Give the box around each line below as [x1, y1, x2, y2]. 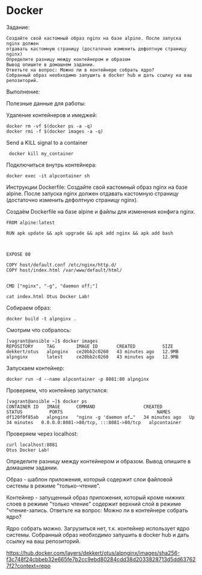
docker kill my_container [8, 150, 74, 157]
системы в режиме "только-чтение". [6, 482, 101, 489]
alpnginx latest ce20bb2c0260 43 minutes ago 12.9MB [6, 354, 179, 360]
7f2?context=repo [6, 562, 51, 569]
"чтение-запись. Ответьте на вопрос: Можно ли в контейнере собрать [6, 506, 188, 513]
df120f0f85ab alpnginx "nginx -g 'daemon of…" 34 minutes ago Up [6, 414, 195, 420]
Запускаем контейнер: [6, 364, 65, 372]
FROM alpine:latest [6, 220, 55, 226]
